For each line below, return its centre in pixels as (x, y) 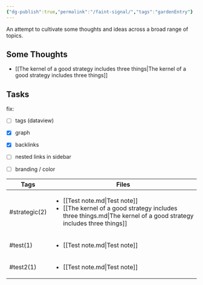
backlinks (27, 145)
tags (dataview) (34, 121)
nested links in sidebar (43, 157)
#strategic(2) (28, 212)
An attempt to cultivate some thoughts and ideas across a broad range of (97, 29)
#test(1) (21, 245)
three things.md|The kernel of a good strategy (128, 216)
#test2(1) (23, 267)
